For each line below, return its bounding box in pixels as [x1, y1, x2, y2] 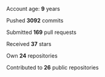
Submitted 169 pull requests [6, 28, 77, 36]
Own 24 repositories [6, 52, 58, 59]
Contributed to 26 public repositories [6, 64, 99, 71]
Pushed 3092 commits [6, 17, 64, 24]
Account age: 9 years [6, 5, 61, 12]
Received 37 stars [6, 41, 52, 47]
